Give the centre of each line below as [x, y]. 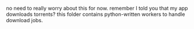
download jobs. [25, 20]
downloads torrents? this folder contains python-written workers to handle [96, 14]
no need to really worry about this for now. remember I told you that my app [97, 8]
